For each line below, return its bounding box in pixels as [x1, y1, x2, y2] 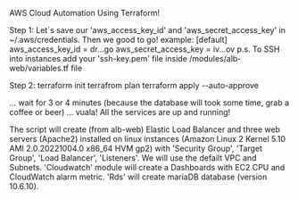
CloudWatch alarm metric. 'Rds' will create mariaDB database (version [9, 171, 268, 182]
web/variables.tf [9, 62, 70, 73]
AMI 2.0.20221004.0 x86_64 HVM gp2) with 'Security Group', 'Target [9, 143, 263, 153]
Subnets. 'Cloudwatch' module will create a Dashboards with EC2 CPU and [9, 162, 286, 172]
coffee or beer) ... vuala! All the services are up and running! [9, 107, 231, 117]
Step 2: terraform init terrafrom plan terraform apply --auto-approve [9, 80, 259, 90]
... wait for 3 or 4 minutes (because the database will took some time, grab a [9, 97, 290, 108]
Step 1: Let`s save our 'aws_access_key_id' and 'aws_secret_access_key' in [9, 25, 286, 35]
